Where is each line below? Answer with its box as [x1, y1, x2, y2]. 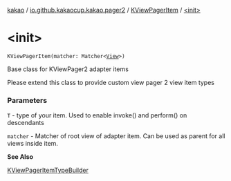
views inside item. [7, 140, 59, 148]
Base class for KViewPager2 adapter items [7, 65, 129, 73]
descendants [7, 119, 45, 127]
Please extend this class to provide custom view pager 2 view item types [7, 78, 214, 86]
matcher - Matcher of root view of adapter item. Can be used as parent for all [7, 132, 225, 140]
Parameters [7, 95, 47, 105]
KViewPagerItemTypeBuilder [7, 166, 89, 175]
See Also [7, 153, 33, 161]
